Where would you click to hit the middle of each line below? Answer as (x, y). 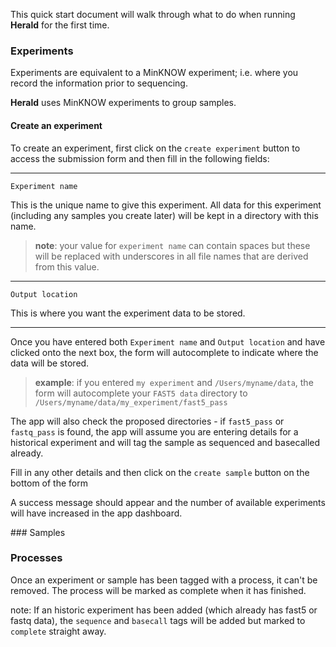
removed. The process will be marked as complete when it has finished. (158, 590)
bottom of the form (49, 483)
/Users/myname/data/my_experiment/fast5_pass (131, 402)
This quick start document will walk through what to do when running (153, 14)
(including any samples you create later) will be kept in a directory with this (164, 215)
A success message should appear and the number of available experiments (168, 502)
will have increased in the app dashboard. (96, 513)
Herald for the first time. (60, 25)
